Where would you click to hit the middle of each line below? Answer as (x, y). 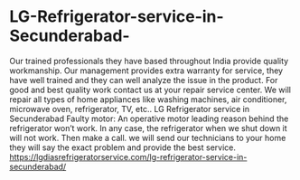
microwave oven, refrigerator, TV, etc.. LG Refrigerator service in (130, 109)
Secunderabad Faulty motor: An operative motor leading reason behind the (149, 118)
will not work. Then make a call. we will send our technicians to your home (148, 137)
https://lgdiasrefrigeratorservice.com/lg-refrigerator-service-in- (128, 156)
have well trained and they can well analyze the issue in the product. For (144, 80)
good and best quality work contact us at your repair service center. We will (150, 90)
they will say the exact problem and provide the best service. (123, 147)
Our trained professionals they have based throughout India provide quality (149, 61)
